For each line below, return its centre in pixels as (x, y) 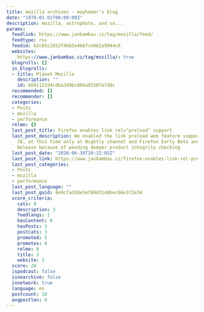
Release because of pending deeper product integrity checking (99, 147)
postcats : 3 (32, 232)
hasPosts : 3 (32, 226)
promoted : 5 (32, 237)
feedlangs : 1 (34, 215)
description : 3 (36, 209)
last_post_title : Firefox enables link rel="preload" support (92, 131)
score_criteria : (32, 198)
